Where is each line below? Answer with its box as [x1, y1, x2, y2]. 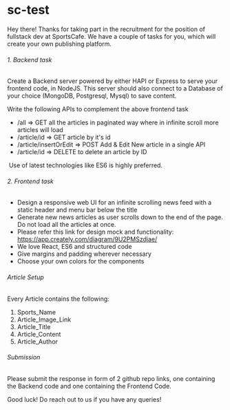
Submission [7, 353, 41, 362]
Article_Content [17, 330, 61, 338]
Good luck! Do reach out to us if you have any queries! [7, 395, 162, 403]
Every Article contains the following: [7, 295, 110, 303]
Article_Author [17, 337, 59, 346]
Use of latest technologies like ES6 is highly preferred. [8, 161, 163, 169]
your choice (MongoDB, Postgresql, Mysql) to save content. [7, 92, 177, 100]
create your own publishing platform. [7, 39, 112, 48]
